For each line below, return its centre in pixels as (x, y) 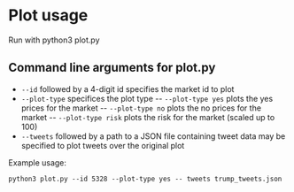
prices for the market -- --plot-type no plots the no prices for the (141, 108)
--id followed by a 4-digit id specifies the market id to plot (128, 88)
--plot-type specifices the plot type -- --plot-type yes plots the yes (147, 98)
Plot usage (48, 15)
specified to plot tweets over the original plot (103, 145)
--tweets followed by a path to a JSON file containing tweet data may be (153, 136)
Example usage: (38, 162)
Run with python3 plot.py (54, 40)
